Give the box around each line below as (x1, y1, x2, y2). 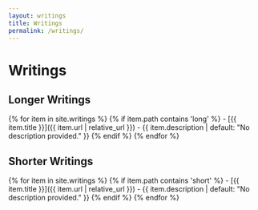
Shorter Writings (8, 154, 94, 168)
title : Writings (8, 19, 62, 27)
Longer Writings (8, 93, 91, 107)
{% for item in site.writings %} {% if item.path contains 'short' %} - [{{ (8, 176, 240, 185)
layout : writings (8, 11, 67, 20)
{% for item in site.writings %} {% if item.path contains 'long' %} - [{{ (8, 114, 237, 124)
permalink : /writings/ (8, 26, 84, 34)
